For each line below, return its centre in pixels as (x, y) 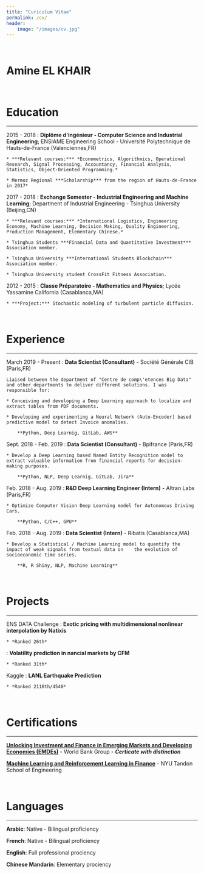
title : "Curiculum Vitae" (39, 12)
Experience (36, 339)
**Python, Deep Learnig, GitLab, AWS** (68, 433)
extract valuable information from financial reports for (81, 461)
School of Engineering (34, 770)
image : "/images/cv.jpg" (49, 29)
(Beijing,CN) (21, 210)
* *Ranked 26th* (27, 642)
